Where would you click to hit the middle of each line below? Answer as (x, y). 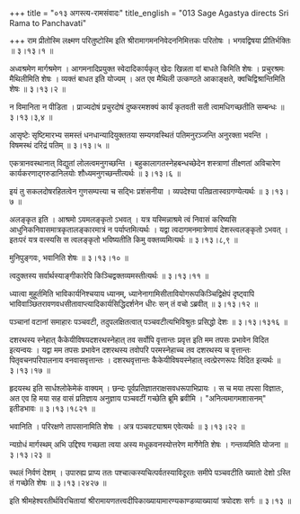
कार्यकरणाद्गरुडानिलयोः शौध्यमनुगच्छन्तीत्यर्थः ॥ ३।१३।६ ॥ (95, 173)
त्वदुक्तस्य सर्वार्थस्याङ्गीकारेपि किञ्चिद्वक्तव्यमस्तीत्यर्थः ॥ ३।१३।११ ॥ (109, 275)
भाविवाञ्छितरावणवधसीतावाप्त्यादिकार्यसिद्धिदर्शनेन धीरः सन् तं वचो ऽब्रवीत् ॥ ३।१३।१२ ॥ (134, 304)
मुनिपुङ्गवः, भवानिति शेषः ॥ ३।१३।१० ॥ (69, 257)
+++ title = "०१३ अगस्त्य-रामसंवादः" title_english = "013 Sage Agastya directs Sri (149, 13)
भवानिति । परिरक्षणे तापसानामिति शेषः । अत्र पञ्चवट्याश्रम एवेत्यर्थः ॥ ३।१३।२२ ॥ (127, 426)
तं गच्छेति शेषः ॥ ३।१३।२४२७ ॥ (58, 482)
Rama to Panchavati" (48, 23)
